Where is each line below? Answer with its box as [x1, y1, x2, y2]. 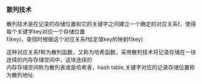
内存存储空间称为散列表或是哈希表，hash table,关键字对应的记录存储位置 [6, 64, 190, 71]
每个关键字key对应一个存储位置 [6, 28, 86, 35]
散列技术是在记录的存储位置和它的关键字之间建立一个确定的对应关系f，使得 [6, 20, 196, 28]
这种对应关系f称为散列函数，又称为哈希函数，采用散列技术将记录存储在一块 [6, 49, 196, 56]
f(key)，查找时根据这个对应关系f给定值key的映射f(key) [6, 35, 144, 43]
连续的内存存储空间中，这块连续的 [6, 56, 92, 63]
